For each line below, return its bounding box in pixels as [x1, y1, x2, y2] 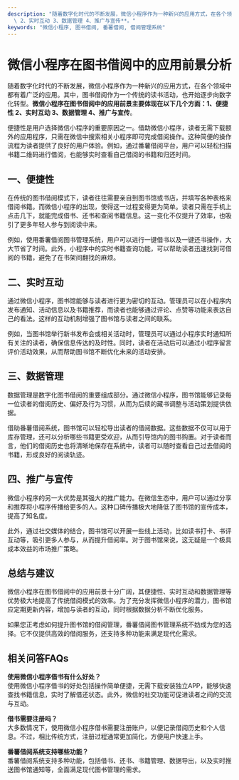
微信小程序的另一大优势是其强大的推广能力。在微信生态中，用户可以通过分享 [7, 493, 232, 502]
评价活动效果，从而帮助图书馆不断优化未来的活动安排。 [7, 347, 169, 355]
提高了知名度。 [7, 511, 51, 520]
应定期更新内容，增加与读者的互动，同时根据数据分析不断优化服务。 [7, 605, 207, 614]
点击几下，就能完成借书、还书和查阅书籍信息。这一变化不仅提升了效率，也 [7, 211, 225, 220]
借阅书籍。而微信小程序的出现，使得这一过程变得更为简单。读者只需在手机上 [7, 203, 232, 211]
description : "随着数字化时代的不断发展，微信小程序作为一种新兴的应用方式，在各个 [7, 10, 227, 18]
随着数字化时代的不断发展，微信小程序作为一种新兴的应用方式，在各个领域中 [7, 81, 232, 90]
